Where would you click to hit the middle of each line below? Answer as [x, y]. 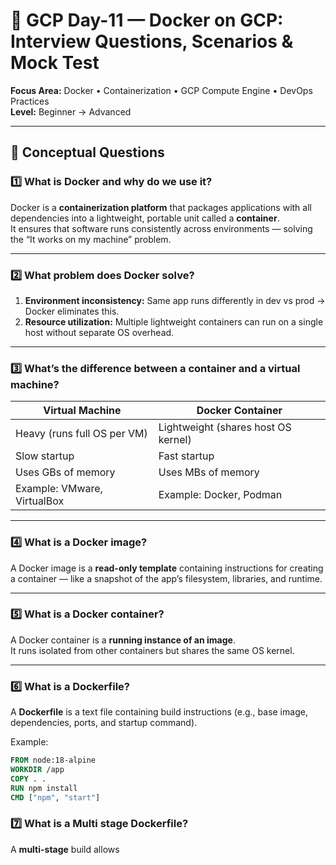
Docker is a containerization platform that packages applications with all [161, 207]
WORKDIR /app [37, 769]
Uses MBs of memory [209, 472]
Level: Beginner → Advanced [71, 111]
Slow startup [45, 456]
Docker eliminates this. [72, 311]
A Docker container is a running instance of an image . [123, 640]
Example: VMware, [59, 489]
